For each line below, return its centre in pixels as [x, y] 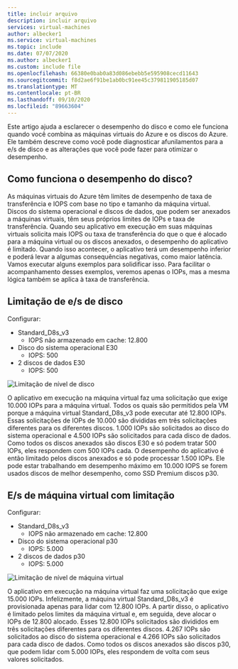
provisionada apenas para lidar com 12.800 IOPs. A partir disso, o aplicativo [118, 607]
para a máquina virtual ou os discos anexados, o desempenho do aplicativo [118, 241]
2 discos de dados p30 [51, 556]
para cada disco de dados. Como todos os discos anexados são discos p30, [119, 644]
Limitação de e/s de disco [65, 301]
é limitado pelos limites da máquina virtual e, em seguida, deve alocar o [112, 614]
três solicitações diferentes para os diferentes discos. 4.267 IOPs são [109, 629]
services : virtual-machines [49, 27]
